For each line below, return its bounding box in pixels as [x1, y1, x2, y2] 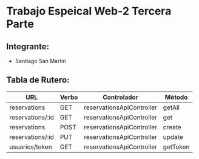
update [163, 132, 183, 141]
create [163, 123, 182, 131]
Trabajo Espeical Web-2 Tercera [6, 4, 172, 18]
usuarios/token [9, 143, 53, 151]
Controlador [103, 93, 138, 101]
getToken [163, 143, 190, 151]
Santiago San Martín [15, 58, 66, 64]
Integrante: [6, 41, 50, 52]
